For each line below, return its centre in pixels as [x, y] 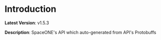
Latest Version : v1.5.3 [27, 23]
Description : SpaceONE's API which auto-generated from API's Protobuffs [80, 32]
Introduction [31, 9]
